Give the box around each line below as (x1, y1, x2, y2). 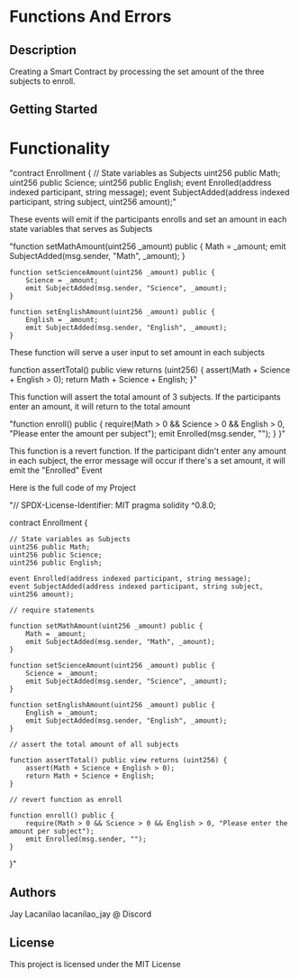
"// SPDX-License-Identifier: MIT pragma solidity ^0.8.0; (9, 500, 216, 511)
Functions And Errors (9, 6, 172, 27)
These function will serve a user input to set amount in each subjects (9, 347, 266, 358)
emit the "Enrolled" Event (9, 465, 103, 475)
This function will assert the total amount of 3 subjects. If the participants (9, 392, 281, 402)
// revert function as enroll (9, 796, 123, 805)
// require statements (9, 606, 95, 615)
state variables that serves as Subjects (9, 224, 153, 235)
